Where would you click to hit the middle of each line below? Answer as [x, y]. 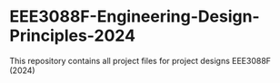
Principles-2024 [73, 36]
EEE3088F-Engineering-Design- [135, 17]
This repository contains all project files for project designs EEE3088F [140, 60]
